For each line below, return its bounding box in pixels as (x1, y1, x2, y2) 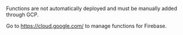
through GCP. (6, 11, 39, 18)
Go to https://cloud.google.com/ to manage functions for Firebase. (6, 23, 167, 29)
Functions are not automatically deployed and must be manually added (6, 5, 177, 12)
